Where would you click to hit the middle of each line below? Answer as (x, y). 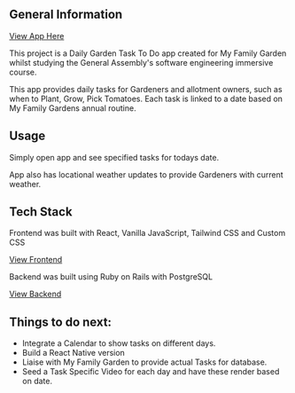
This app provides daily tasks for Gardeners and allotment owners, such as (146, 89)
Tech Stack (41, 212)
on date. (37, 381)
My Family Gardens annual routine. (73, 108)
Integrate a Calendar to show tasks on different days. (119, 343)
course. (23, 72)
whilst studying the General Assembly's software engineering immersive (141, 62)
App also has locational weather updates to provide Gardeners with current (146, 174)
